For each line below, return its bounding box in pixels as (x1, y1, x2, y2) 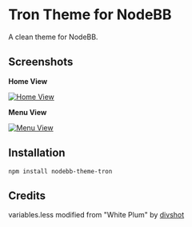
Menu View (8, 107, 47, 117)
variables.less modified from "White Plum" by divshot (8, 210, 185, 220)
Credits (8, 189, 46, 202)
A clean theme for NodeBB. (8, 32, 98, 42)
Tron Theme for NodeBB (8, 6, 172, 24)
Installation (8, 146, 66, 160)
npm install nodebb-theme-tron (8, 167, 113, 175)
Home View (8, 76, 48, 86)
